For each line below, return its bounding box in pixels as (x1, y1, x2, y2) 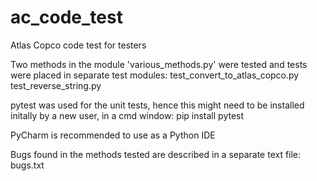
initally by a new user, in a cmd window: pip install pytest (10, 109, 245, 121)
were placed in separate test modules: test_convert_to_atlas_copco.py (10, 69, 300, 81)
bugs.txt (10, 159, 45, 171)
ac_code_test (10, 6, 123, 29)
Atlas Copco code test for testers (10, 39, 147, 51)
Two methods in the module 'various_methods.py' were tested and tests (10, 58, 308, 70)
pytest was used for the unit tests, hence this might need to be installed (10, 99, 305, 111)
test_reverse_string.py (10, 79, 102, 91)
